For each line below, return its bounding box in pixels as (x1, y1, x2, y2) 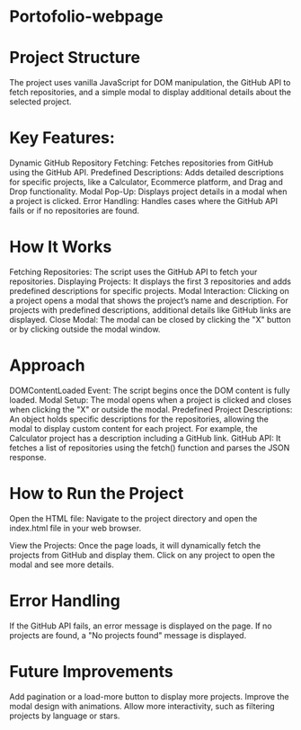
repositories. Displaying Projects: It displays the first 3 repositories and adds (9, 276, 292, 287)
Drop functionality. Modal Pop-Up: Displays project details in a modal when (9, 186, 288, 197)
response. (9, 451, 47, 462)
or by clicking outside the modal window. (9, 324, 161, 334)
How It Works (9, 236, 112, 257)
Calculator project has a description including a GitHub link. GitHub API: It (9, 432, 281, 443)
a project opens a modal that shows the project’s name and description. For (9, 295, 289, 306)
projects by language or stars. (9, 710, 120, 721)
